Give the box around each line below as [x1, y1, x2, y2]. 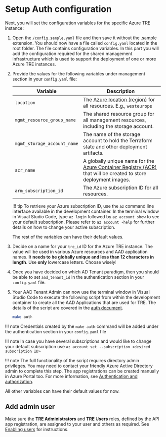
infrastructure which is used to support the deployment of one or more [12, 56, 157, 62]
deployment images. [83, 176, 130, 183]
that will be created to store [83, 170, 147, 177]
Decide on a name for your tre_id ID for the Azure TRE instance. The [12, 243, 153, 249]
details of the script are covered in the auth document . [12, 305, 124, 311]
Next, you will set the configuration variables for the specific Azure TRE [5, 20, 151, 26]
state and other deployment [83, 143, 147, 150]
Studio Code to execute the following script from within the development [12, 294, 161, 300]
